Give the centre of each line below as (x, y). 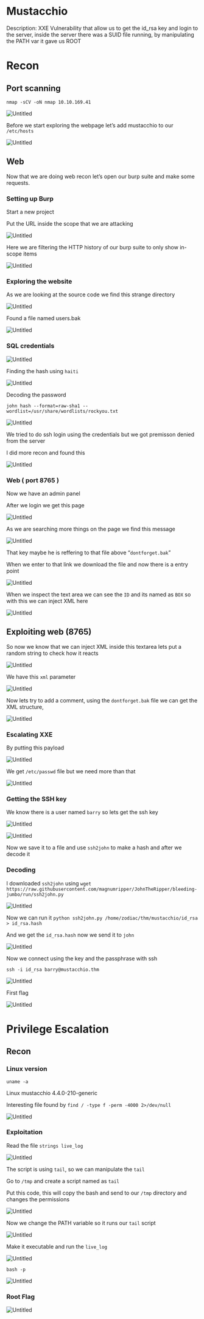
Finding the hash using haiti (43, 371)
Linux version (27, 1069)
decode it (18, 854)
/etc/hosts (20, 131)
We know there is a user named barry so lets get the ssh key (82, 812)
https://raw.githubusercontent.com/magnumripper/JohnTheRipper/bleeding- (102, 889)
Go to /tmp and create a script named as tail (63, 1181)
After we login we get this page (45, 505)
